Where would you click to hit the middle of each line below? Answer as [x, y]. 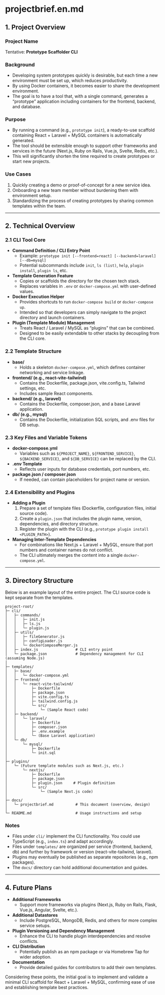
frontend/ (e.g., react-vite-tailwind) [49, 378]
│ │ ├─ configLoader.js [34, 641]
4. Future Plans [29, 888]
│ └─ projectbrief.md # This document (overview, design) [78, 805]
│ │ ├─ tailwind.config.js [41, 701]
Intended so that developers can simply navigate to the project [83, 312]
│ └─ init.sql [30, 753]
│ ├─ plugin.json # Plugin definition [60, 783]
